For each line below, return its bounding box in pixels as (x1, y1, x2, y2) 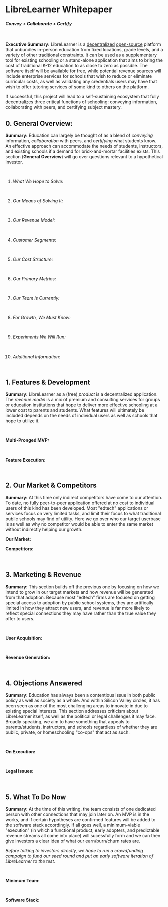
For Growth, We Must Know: (12, 315, 71, 321)
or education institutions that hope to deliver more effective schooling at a (5, 402, 158, 408)
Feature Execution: (5, 457, 46, 463)
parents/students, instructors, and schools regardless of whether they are (5, 724, 158, 730)
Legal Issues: (5, 768, 34, 774)
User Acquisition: (5, 635, 43, 641)
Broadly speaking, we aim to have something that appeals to (5, 719, 130, 725)
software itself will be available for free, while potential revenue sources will (5, 68, 161, 74)
